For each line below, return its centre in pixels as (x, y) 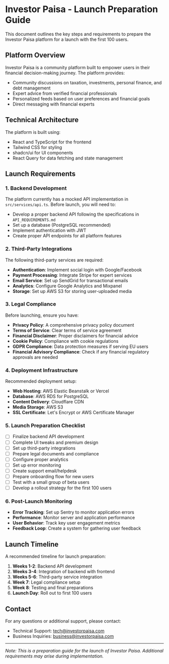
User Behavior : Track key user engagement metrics (66, 523)
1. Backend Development (36, 188)
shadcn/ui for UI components (43, 152)
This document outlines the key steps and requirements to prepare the (78, 34)
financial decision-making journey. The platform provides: (65, 73)
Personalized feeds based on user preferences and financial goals (81, 98)
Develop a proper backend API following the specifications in (76, 214)
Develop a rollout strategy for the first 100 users (62, 488)
